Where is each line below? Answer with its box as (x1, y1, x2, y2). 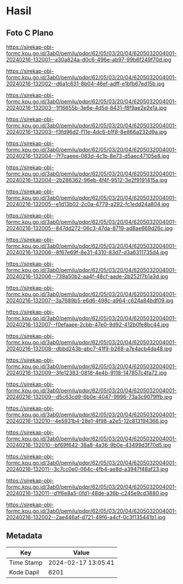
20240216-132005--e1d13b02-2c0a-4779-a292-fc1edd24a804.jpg (6, 200, 169, 208)
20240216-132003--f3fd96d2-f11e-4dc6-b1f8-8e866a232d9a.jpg (6, 129, 167, 135)
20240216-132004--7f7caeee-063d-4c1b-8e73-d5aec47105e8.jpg (6, 152, 170, 159)
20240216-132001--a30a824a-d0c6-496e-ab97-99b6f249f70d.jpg (6, 56, 172, 63)
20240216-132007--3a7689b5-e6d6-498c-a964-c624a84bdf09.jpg (6, 297, 174, 304)
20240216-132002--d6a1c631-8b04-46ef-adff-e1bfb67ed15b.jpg (6, 80, 165, 87)
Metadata (6, 531, 43, 541)
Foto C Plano (6, 28, 54, 38)
